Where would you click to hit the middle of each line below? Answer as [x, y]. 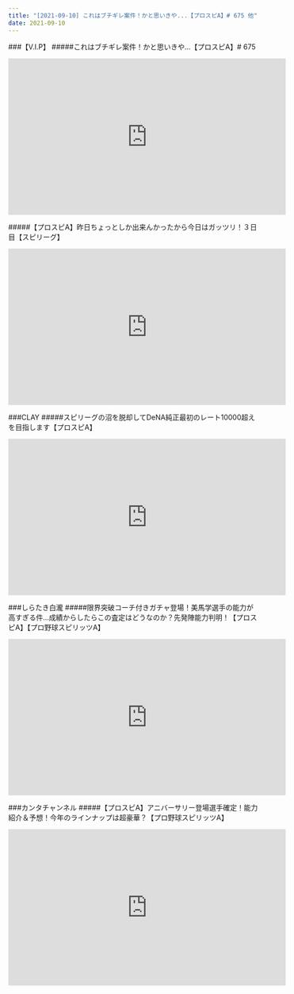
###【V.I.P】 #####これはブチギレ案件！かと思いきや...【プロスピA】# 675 [132, 46]
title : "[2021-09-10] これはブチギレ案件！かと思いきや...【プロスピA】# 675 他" [133, 15]
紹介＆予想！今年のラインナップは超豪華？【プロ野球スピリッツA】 [118, 817]
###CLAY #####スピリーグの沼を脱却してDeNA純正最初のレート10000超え [132, 417]
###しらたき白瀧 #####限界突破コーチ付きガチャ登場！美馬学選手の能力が [131, 607]
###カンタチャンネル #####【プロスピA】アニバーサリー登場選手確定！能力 [133, 807]
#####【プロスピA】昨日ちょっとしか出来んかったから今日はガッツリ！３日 [133, 226]
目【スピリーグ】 [36, 237]
